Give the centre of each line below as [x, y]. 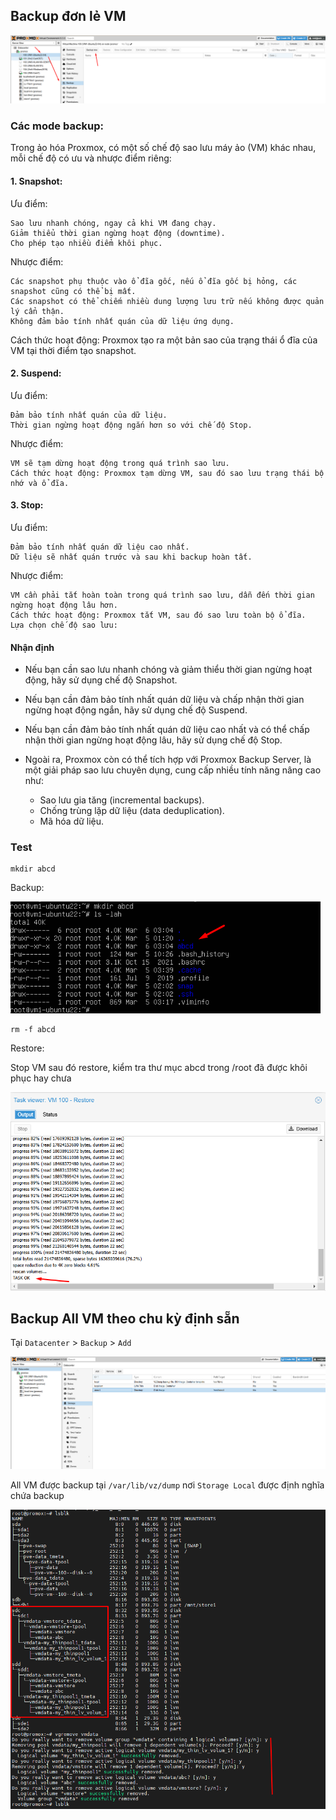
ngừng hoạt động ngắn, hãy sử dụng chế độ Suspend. [136, 710]
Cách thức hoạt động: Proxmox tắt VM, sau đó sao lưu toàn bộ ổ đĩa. [158, 615]
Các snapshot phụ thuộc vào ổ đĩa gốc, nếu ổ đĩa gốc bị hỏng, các [154, 281]
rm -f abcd [33, 1030]
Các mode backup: [57, 126]
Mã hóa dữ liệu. [72, 821]
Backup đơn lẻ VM [68, 16]
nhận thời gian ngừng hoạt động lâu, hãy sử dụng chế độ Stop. [153, 740]
